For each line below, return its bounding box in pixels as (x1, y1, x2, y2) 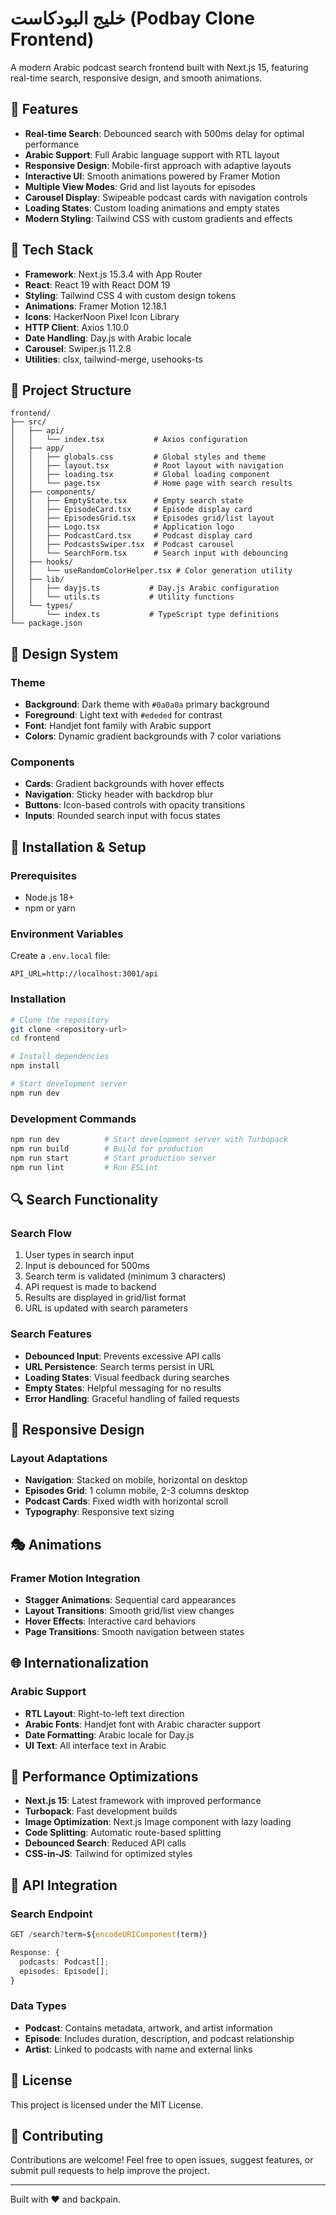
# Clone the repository (10, 1015, 110, 1025)
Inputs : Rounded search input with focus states (24, 810, 221, 822)
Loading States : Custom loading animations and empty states (24, 202, 280, 214)
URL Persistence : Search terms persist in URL (24, 1360, 216, 1372)
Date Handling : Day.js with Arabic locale (24, 332, 192, 344)
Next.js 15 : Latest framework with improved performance (24, 1795, 262, 1807)
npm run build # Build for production (10, 1143, 203, 1154)
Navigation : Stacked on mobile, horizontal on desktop (24, 1474, 248, 1486)
